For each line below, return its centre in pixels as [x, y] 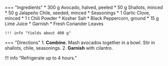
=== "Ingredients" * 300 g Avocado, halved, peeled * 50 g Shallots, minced [84, 7]
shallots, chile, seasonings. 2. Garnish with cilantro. [59, 48]
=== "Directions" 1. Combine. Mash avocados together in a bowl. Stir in [80, 42]
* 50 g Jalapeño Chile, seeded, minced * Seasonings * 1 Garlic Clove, [78, 13]
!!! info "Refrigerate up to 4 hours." [41, 58]
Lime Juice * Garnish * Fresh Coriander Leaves [54, 24]
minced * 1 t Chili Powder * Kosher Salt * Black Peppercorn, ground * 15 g [82, 18]
